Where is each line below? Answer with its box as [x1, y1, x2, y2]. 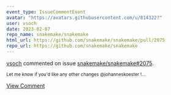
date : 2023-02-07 [6, 26, 51, 32]
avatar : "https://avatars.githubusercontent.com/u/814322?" [6, 15, 163, 21]
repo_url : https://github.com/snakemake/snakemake [6, 43, 138, 49]
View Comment [6, 82, 45, 89]
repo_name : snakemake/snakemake [6, 32, 89, 38]
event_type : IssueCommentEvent [6, 9, 86, 15]
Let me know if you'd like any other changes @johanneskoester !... [6, 71, 146, 77]
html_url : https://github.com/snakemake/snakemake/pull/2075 [6, 37, 166, 43]
